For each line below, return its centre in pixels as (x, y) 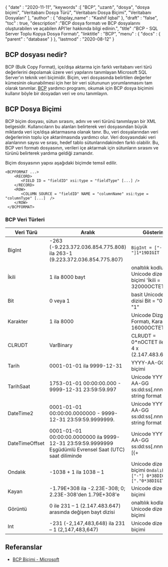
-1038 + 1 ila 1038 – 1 (77, 472)
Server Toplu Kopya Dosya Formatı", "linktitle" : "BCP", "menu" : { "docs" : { (83, 34)
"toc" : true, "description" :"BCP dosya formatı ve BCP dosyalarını (73, 23)
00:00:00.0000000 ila (76, 437)
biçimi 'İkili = (146, 280)
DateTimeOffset (26, 443)
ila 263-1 (61, 253)
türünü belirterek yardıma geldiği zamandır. (49, 153)
